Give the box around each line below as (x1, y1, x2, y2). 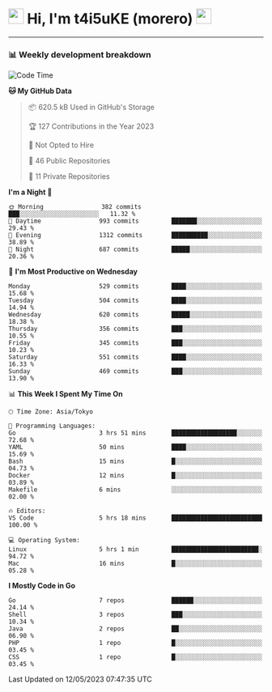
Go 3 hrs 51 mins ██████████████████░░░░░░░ (8, 429, 263, 437)
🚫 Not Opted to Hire (28, 140, 95, 150)
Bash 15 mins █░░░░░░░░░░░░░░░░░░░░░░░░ (8, 457, 263, 465)
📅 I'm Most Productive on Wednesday (8, 267, 138, 277)
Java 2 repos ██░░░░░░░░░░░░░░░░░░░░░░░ (8, 625, 263, 633)
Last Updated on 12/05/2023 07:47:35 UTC (8, 674, 152, 684)
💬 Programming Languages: (8, 422, 96, 431)
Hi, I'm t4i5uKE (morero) (27, 10, 193, 28)
